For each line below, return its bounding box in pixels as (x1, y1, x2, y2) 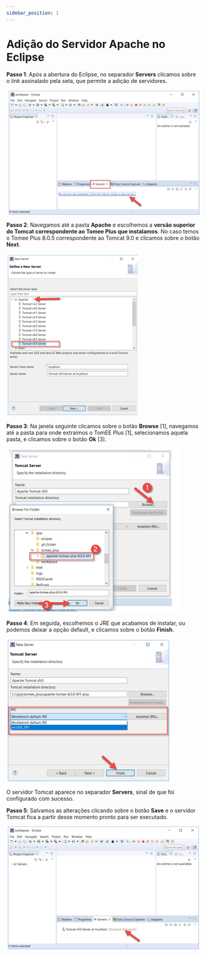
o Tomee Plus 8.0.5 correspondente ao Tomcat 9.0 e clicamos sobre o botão (6, 234, 200, 242)
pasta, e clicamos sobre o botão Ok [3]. (6, 436, 107, 443)
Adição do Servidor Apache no (6, 37, 166, 51)
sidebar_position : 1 (6, 10, 59, 16)
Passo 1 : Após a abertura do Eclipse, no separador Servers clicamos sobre (6, 71, 196, 78)
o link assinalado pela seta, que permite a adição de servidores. (6, 77, 167, 84)
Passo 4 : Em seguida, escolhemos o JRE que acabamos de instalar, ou (6, 619, 186, 627)
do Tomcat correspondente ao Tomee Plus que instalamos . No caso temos (6, 228, 199, 235)
